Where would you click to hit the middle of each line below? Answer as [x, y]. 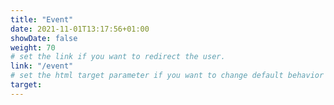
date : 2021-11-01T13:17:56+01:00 [80, 29]
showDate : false [44, 38]
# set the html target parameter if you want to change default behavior [167, 76]
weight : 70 [33, 47]
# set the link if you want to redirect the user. [118, 57]
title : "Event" [42, 19]
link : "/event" [42, 66]
